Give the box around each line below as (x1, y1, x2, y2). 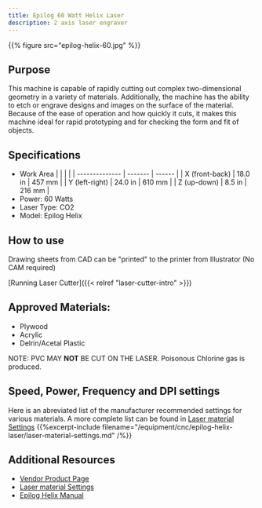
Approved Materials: (8, 301, 111, 314)
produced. (8, 362, 42, 371)
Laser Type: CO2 (19, 203, 75, 212)
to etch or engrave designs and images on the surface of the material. (8, 101, 234, 110)
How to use (8, 233, 64, 247)
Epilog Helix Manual (19, 491, 84, 500)
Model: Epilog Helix (19, 211, 82, 221)
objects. (8, 126, 35, 135)
